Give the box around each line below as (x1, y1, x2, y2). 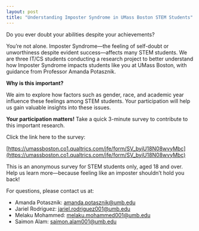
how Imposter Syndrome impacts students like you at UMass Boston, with (6, 61, 187, 69)
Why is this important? (6, 79, 64, 87)
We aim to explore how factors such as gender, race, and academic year (6, 91, 184, 98)
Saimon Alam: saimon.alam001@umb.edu (14, 218, 117, 225)
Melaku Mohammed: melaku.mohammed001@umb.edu (14, 211, 151, 218)
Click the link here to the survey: (6, 133, 86, 141)
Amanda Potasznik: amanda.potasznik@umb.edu (14, 199, 136, 206)
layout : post (6, 8, 39, 15)
